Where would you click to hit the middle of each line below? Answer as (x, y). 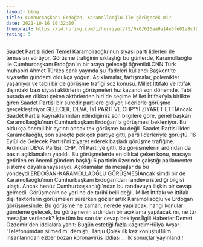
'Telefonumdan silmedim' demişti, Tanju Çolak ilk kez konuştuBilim (89, 231)
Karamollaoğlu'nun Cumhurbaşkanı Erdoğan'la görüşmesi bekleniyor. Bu (96, 122)
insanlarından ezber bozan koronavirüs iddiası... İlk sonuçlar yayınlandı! (95, 238)
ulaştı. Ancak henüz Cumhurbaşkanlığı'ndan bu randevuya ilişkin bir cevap (99, 186)
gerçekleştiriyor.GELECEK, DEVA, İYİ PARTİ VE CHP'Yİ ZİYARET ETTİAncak (99, 109)
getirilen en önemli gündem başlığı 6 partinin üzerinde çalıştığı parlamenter (99, 161)
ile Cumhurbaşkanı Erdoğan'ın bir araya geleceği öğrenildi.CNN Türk (91, 65)
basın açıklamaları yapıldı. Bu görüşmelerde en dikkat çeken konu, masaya (99, 154)
